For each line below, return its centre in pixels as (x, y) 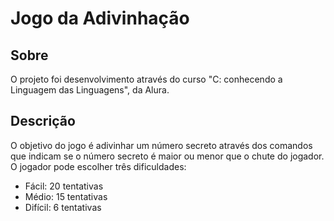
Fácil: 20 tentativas (64, 186)
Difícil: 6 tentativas (63, 207)
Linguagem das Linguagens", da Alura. (90, 90)
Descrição (43, 121)
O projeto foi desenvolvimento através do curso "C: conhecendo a (146, 79)
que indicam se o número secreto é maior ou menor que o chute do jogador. (167, 156)
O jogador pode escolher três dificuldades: (98, 166)
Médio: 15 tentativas (66, 196)
